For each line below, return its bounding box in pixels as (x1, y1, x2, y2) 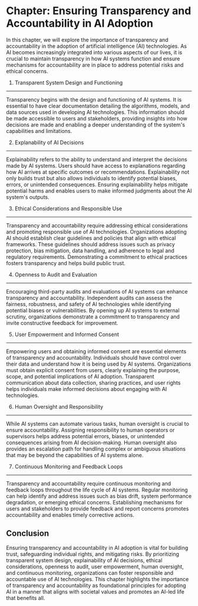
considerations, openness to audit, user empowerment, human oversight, (6, 563, 184, 570)
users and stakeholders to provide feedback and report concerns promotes (6, 505, 189, 512)
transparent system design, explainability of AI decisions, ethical (6, 556, 163, 563)
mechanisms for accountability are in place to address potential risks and (6, 61, 184, 69)
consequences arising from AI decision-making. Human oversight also (6, 439, 177, 446)
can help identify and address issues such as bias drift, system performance (6, 492, 192, 500)
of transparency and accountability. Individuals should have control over (6, 354, 181, 361)
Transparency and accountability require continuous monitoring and (6, 480, 171, 487)
